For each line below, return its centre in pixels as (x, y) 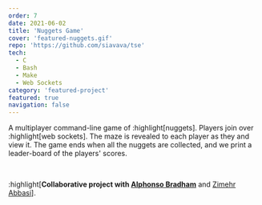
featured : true (34, 98)
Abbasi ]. (22, 193)
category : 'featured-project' (59, 90)
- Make (26, 75)
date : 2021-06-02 (37, 23)
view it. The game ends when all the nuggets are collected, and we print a (130, 145)
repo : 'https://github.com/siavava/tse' (77, 46)
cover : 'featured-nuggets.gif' (60, 38)
